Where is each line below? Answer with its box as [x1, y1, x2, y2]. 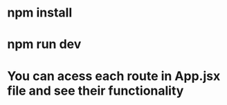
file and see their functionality [7, 83, 184, 98]
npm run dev [7, 37, 82, 52]
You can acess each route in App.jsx [7, 68, 221, 84]
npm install [7, 5, 73, 21]
